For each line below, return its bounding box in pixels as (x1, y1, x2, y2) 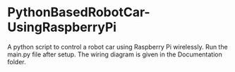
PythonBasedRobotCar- (7, 4, 150, 20)
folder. (7, 57, 26, 66)
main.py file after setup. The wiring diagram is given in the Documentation (7, 50, 222, 59)
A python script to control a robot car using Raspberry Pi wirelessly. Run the (7, 42, 228, 51)
